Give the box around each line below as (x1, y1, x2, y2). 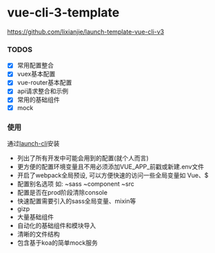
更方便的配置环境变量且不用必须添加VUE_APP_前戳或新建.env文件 (17, 162, 205, 170)
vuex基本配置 (17, 70, 56, 78)
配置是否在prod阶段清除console (17, 188, 108, 197)
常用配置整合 (17, 61, 54, 69)
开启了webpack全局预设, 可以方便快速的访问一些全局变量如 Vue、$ (17, 170, 209, 179)
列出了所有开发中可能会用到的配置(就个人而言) (17, 153, 150, 162)
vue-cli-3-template (7, 5, 120, 21)
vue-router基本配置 (17, 78, 72, 87)
